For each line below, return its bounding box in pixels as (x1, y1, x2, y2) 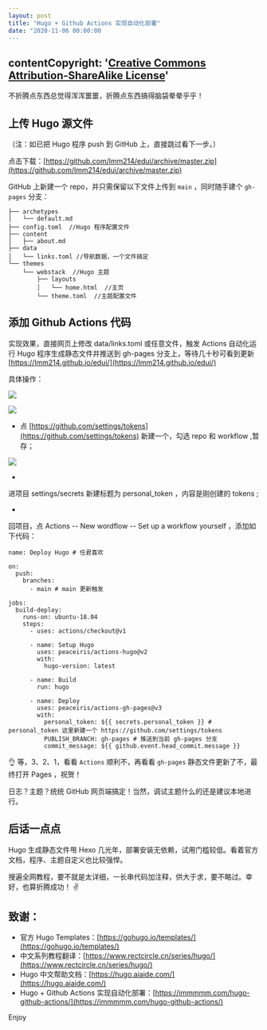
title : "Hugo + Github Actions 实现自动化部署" (8, 19, 161, 27)
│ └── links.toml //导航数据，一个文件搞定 (8, 253, 149, 261)
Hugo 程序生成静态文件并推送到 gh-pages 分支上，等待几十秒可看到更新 (17, 349, 255, 358)
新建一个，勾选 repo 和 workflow (140, 431, 249, 441)
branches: (22, 577, 56, 585)
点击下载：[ (8, 157, 46, 166)
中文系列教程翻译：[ (19, 951, 86, 960)
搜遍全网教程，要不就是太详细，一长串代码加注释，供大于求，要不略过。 (8, 872, 245, 881)
